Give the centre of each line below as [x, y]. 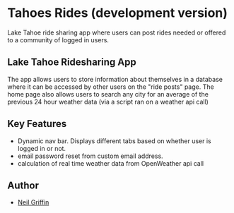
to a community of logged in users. [58, 39]
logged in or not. [41, 148]
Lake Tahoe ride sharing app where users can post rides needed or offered [117, 32]
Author [23, 185]
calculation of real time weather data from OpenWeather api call [110, 163]
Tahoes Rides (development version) [118, 13]
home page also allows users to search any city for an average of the [108, 94]
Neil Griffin [33, 202]
